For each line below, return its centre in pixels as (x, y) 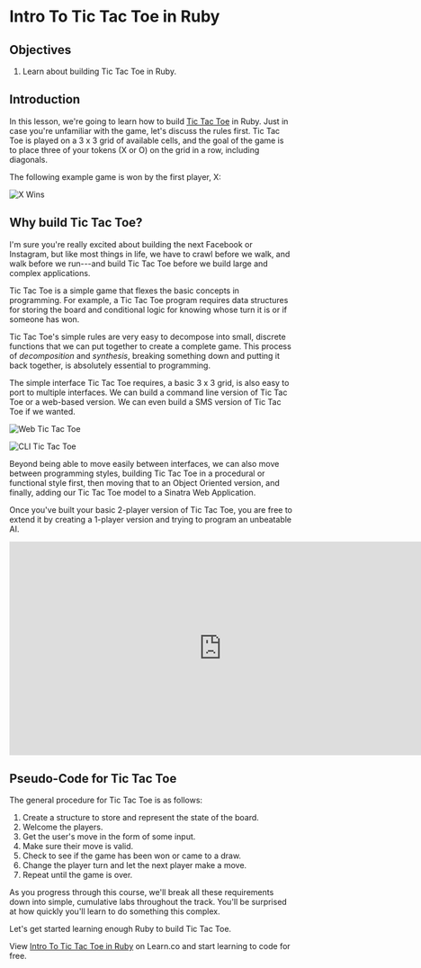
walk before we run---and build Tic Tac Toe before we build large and (139, 264)
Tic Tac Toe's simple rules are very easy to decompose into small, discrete (148, 336)
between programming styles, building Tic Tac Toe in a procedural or (137, 473)
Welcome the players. (63, 827)
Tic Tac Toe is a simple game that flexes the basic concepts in (125, 291)
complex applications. (50, 273)
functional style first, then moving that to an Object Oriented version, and (145, 482)
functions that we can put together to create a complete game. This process (151, 346)
